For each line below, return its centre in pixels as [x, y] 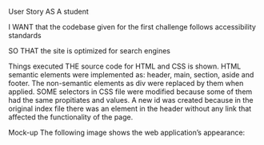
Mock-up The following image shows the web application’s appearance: [127, 132]
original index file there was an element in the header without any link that [130, 108]
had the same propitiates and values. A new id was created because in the [131, 100]
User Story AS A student [49, 12]
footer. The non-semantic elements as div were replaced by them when [126, 83]
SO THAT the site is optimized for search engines [89, 51]
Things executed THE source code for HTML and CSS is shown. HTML [125, 66]
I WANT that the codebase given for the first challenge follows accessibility [132, 27]
